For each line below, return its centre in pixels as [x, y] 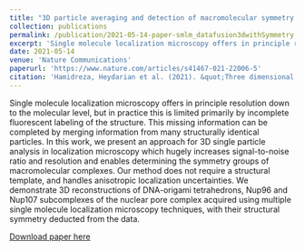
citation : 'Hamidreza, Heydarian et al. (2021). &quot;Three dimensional [152, 77]
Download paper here [50, 236]
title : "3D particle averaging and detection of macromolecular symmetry [152, 18]
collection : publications [58, 26]
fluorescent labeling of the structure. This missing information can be [138, 122]
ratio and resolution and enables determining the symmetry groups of [139, 161]
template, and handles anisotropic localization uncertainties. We [129, 180]
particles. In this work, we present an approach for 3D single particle [138, 141]
